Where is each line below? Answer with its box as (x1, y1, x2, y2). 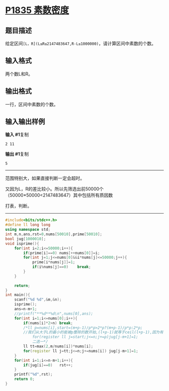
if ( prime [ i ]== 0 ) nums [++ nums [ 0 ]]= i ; (23, 250, 100, 255)
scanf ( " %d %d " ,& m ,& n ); (14, 297, 62, 302)
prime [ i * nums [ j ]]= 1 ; (32, 260, 75, 265)
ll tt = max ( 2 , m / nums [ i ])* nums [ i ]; (23, 344, 94, 349)
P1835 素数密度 (5, 5, 69, 16)
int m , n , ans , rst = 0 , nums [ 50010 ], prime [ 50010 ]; (5, 232, 103, 237)
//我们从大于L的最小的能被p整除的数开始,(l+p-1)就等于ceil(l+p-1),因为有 (23, 330, 163, 335)
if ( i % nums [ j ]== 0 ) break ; (32, 264, 92, 269)
